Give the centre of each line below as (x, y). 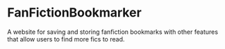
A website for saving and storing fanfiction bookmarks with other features (113, 32)
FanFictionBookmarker (75, 13)
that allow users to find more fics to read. (66, 39)
